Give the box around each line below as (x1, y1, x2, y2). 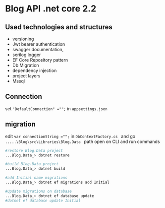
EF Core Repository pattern (12, 57, 68, 63)
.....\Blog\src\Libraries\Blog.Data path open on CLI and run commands (5, 139, 160, 144)
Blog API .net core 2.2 (5, 3, 97, 14)
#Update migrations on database (5, 189, 72, 194)
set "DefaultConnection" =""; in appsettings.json (5, 105, 108, 112)
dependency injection (12, 68, 57, 73)
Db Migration (12, 63, 39, 68)
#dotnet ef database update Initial (5, 198, 81, 203)
